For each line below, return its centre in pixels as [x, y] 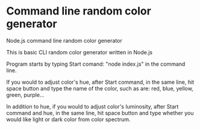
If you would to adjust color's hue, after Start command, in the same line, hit [100, 82]
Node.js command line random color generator [64, 40]
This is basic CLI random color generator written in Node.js [79, 52]
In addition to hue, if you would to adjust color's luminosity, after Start [92, 106]
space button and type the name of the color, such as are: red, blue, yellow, [100, 88]
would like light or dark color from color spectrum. [68, 119]
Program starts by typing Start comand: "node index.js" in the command [96, 64]
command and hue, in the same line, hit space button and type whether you [100, 113]
